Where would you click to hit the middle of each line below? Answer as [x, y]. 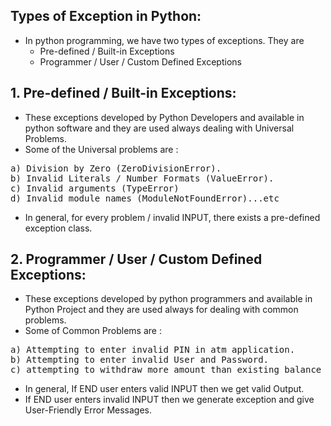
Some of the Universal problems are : [101, 149]
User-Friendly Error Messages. [88, 410]
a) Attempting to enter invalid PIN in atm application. [153, 350]
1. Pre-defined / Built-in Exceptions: [123, 93]
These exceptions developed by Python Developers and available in [164, 117]
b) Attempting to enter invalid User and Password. [140, 360]
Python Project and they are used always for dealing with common [161, 310]
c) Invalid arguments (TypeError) [95, 188]
